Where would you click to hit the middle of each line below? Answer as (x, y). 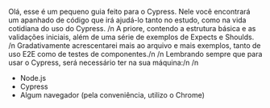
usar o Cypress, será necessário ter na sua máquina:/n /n (104, 62)
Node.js (33, 78)
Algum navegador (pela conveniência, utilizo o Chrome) (112, 95)
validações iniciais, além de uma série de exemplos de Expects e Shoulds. (131, 37)
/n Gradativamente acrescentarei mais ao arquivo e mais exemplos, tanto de (135, 46)
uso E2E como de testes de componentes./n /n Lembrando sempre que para (135, 54)
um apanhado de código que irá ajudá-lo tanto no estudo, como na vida (127, 20)
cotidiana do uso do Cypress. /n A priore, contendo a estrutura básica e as (132, 28)
